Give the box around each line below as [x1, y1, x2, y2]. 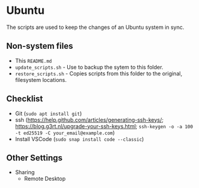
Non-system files [6, 41, 74, 51]
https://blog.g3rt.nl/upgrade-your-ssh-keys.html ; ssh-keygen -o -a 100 [15, 122, 194, 130]
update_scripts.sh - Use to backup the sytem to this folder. [15, 63, 163, 70]
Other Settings [6, 152, 63, 163]
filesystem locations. [15, 76, 67, 83]
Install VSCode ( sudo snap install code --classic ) [15, 135, 144, 142]
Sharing [15, 169, 35, 176]
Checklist [6, 94, 44, 104]
